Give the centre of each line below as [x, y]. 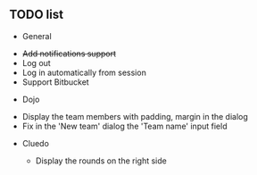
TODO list [37, 15]
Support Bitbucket [55, 82]
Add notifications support [69, 54]
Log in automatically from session [84, 72]
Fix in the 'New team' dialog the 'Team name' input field [124, 126]
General [37, 36]
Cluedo [35, 143]
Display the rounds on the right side [101, 161]
